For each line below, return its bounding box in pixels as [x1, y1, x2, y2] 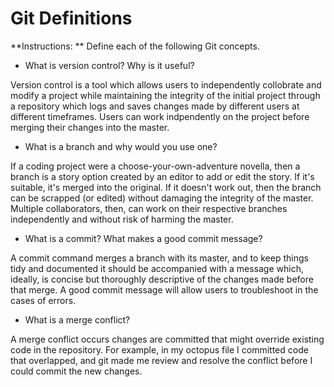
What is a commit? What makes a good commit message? [24, 232, 263, 244]
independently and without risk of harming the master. [10, 213, 234, 225]
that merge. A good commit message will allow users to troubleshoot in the [10, 283, 319, 296]
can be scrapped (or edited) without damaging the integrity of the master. [10, 192, 314, 204]
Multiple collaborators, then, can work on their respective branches [10, 202, 288, 214]
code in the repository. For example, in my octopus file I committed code [10, 343, 309, 356]
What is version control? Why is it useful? [24, 59, 195, 71]
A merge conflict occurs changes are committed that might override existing [10, 333, 325, 345]
